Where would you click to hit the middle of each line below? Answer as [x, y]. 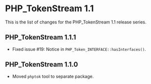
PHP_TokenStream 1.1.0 [42, 65]
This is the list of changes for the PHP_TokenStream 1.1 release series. [76, 22]
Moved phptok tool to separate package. [53, 76]
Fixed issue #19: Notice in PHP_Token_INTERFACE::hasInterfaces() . [79, 49]
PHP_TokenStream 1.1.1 [41, 37]
